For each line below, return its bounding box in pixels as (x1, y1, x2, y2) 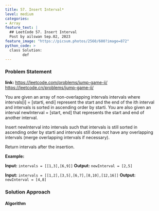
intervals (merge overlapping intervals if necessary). (5, 134, 110, 140)
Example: (5, 153, 25, 159)
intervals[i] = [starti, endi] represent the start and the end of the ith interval (5, 99, 155, 105)
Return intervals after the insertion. (5, 144, 75, 150)
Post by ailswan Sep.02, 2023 (9, 35, 71, 39)
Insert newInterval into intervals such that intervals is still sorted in (5, 124, 138, 130)
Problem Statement (5, 69, 52, 75)
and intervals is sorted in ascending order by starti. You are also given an (5, 104, 151, 110)
